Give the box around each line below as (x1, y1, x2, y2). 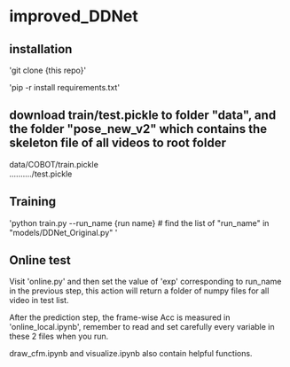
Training (9, 194, 57, 209)
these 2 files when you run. (9, 331, 109, 342)
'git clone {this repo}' (9, 65, 87, 75)
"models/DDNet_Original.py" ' (9, 227, 118, 238)
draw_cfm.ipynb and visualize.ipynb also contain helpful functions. (9, 348, 253, 359)
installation (9, 42, 73, 57)
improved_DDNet (9, 6, 139, 27)
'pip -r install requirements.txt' (9, 82, 121, 92)
